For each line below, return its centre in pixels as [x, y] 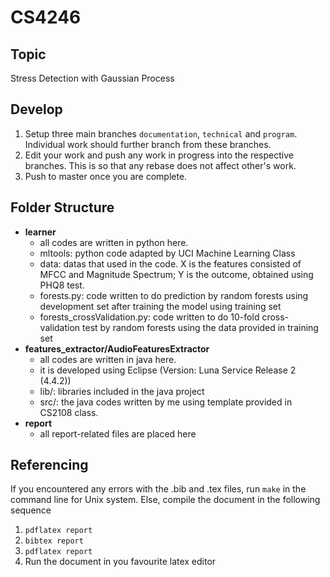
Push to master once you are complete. [106, 176]
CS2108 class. [69, 412]
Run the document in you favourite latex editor [120, 562]
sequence [31, 510]
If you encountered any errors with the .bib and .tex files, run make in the [158, 489]
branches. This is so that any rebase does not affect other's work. [160, 165]
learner [40, 232]
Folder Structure [62, 207]
